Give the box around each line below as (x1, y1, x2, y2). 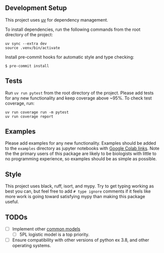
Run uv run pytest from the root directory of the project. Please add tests (5, 90, 154, 96)
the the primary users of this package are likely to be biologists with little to (5, 151, 157, 156)
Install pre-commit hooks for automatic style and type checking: (5, 54, 135, 60)
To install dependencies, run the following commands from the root (5, 26, 141, 32)
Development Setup (5, 4, 67, 12)
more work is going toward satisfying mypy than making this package (5, 194, 145, 200)
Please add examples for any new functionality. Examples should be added (5, 140, 157, 146)
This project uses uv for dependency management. (5, 17, 109, 23)
